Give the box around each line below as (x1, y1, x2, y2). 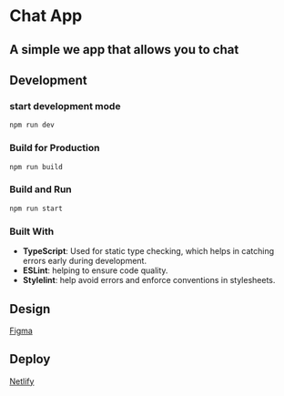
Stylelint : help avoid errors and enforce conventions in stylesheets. (22, 275, 276, 286)
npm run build (9, 162, 64, 171)
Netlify (9, 375, 35, 387)
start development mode (9, 99, 121, 112)
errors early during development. (22, 256, 147, 267)
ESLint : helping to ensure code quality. (22, 265, 168, 276)
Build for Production (9, 142, 100, 155)
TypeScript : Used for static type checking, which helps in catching (22, 246, 275, 257)
